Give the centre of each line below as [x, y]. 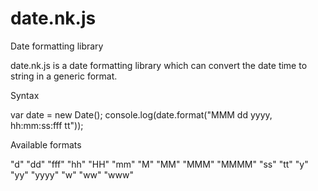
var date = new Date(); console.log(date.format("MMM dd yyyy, [141, 114]
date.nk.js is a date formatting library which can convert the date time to [159, 65]
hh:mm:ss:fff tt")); [47, 125]
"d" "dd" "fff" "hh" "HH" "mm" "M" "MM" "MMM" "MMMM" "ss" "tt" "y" [159, 164]
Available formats [46, 144]
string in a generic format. [64, 76]
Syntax [25, 95]
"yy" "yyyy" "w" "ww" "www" [72, 174]
